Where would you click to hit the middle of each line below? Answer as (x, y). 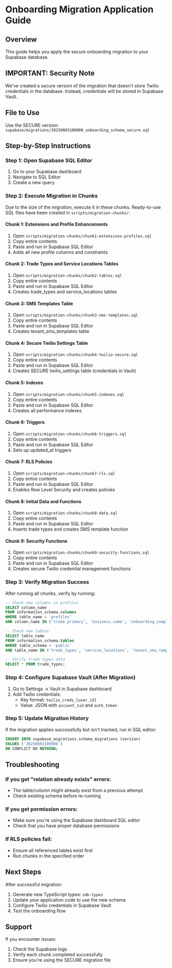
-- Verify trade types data (35, 660)
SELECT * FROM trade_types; (35, 664)
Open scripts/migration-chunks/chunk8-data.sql (65, 513)
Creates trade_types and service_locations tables (65, 292)
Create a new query (34, 182)
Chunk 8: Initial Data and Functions (43, 501)
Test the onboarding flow (39, 910)
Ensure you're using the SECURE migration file (62, 960)
